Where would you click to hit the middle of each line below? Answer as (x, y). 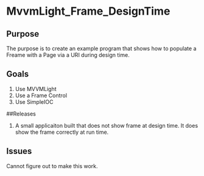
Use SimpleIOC (34, 101)
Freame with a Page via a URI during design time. (68, 55)
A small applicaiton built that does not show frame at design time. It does (107, 125)
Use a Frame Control (41, 95)
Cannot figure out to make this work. (52, 166)
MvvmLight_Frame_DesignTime (88, 11)
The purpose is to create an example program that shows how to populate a (101, 48)
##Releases (21, 114)
